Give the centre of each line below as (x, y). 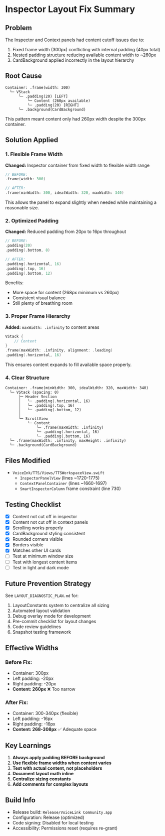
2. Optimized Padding (32, 220)
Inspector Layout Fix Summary (70, 9)
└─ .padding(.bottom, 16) (64, 436)
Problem (19, 28)
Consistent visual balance (39, 298)
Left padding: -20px (33, 678)
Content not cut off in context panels (50, 522)
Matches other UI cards (37, 550)
